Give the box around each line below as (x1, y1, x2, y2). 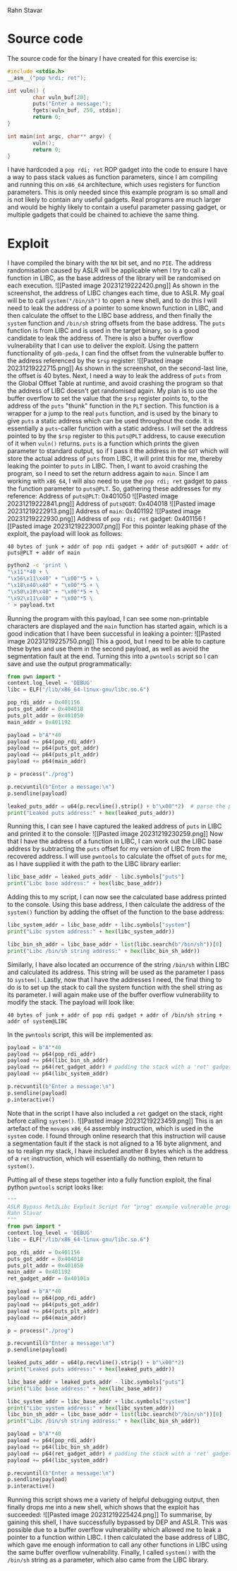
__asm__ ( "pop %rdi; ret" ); (7, 74, 87, 81)
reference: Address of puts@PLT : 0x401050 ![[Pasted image (7, 492, 178, 501)
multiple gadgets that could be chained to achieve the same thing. (7, 210, 200, 219)
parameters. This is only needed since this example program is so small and (7, 188, 228, 197)
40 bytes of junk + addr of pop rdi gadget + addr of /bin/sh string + (7, 1012, 222, 1019)
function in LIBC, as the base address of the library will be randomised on (7, 274, 221, 282)
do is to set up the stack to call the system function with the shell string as (7, 983, 223, 991)
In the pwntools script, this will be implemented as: (7, 1030, 154, 1039)
